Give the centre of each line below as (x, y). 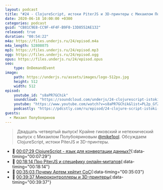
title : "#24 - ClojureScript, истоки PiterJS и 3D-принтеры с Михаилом (79, 14)
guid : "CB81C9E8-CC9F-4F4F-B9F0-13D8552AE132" (53, 28)
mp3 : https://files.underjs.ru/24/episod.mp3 (52, 50)
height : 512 (26, 81)
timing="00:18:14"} (31, 166)
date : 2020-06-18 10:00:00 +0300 (39, 18)
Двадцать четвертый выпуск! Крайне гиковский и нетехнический (85, 131)
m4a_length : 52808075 (27, 46)
